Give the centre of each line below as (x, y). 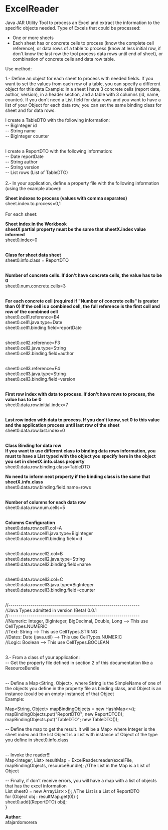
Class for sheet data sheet (33, 255)
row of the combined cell (32, 311)
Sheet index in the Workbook (36, 224)
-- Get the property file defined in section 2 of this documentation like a (79, 662)
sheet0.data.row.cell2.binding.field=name (48, 564)
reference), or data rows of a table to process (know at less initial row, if (87, 48)
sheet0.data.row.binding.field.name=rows (48, 487)
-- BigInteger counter (27, 136)
